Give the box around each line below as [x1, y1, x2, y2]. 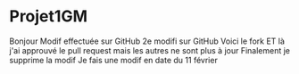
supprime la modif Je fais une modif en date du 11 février [9, 54, 219, 65]
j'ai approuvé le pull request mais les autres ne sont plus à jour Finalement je [9, 45, 291, 55]
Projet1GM [9, 6, 87, 27]
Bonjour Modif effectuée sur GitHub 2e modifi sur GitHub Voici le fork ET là [9, 36, 286, 46]
